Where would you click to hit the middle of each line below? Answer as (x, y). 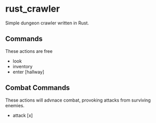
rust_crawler (33, 9)
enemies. (15, 105)
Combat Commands (38, 88)
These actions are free (29, 51)
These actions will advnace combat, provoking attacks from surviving (78, 100)
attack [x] (23, 115)
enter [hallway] (28, 72)
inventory (23, 66)
